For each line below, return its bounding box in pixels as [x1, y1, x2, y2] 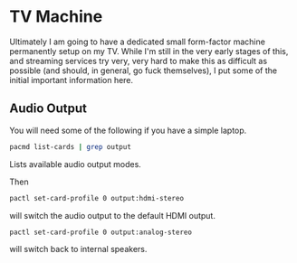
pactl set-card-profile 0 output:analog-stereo [9, 228, 193, 237]
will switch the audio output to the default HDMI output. [9, 210, 216, 221]
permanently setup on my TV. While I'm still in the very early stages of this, [9, 45, 289, 56]
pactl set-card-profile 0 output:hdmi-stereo [9, 193, 184, 202]
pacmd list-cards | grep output [9, 142, 131, 151]
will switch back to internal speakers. [9, 244, 148, 255]
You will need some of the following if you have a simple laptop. [9, 125, 247, 136]
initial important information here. [9, 74, 134, 85]
